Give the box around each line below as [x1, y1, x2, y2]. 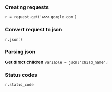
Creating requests [5, 4, 49, 11]
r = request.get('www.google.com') [5, 15, 77, 20]
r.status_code [5, 82, 34, 87]
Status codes [5, 71, 37, 78]
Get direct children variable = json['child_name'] [5, 59, 108, 65]
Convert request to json [5, 26, 62, 33]
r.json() [5, 37, 23, 42]
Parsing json [5, 48, 36, 55]
